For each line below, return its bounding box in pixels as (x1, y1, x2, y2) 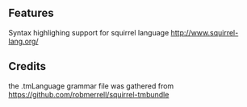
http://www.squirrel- (170, 27, 239, 37)
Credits (8, 60, 47, 73)
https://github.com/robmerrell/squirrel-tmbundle (8, 89, 170, 99)
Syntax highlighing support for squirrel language (8, 27, 170, 37)
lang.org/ (8, 36, 39, 46)
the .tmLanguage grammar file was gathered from (8, 80, 174, 91)
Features (8, 6, 54, 20)
